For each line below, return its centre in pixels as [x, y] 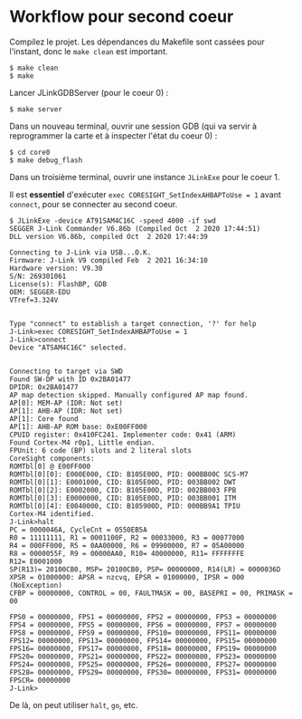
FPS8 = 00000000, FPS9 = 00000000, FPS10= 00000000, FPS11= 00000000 [143, 633]
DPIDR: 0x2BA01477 [44, 387]
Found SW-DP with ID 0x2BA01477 [70, 379]
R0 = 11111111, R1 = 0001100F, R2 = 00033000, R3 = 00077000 [127, 537]
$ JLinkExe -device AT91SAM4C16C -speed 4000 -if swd [113, 220]
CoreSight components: [52, 458]
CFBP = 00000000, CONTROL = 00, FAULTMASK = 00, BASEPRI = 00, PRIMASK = [151, 593]
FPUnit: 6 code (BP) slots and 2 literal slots [101, 450]
